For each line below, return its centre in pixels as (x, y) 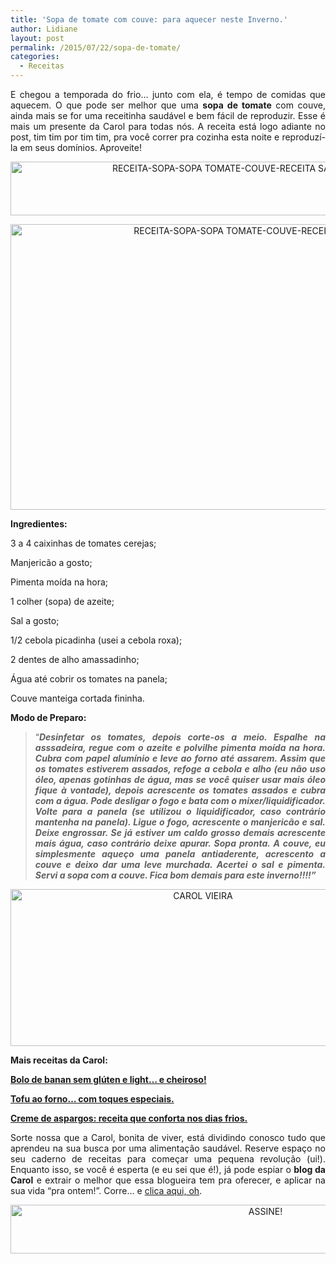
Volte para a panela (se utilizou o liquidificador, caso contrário (180, 811)
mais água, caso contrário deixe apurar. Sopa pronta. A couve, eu (180, 843)
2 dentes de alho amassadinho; (75, 659)
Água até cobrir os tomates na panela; (89, 679)
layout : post (37, 38)
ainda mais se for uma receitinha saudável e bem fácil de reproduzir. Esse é (168, 115)
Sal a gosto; (35, 620)
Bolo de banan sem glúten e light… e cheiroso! (108, 1079)
